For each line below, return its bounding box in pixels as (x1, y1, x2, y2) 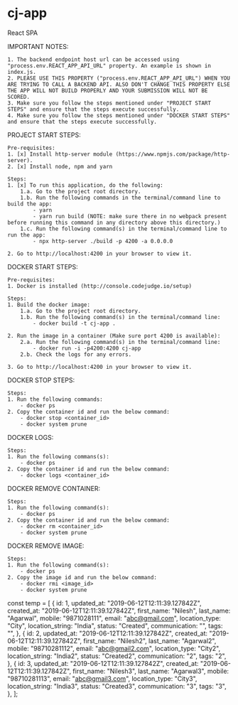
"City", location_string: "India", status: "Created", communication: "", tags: (7, 621, 223, 630)
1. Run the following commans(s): (7, 453, 110, 460)
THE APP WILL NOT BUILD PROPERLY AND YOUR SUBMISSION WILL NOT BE (7, 87, 208, 94)
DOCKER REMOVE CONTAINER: (7, 484, 101, 493)
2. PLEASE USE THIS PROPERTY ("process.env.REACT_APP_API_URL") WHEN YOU (7, 75, 231, 82)
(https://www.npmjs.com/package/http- (115, 151, 231, 158)
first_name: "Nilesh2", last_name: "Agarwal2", (83, 636, 217, 645)
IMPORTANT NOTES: (7, 42, 69, 50)
